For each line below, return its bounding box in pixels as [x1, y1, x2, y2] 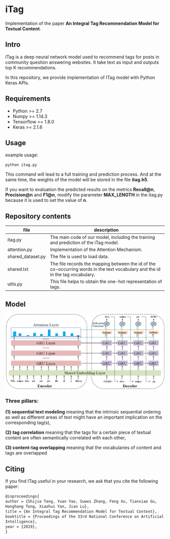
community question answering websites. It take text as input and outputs [5, 59, 159, 65]
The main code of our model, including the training [50, 234, 155, 240]
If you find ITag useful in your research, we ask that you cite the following [5, 478, 158, 484]
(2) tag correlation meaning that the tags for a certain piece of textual [5, 429, 151, 436]
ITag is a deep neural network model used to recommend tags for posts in [5, 54, 159, 60]
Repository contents [5, 212, 71, 221]
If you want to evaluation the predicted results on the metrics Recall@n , [5, 186, 155, 193]
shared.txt [7, 266, 29, 272]
